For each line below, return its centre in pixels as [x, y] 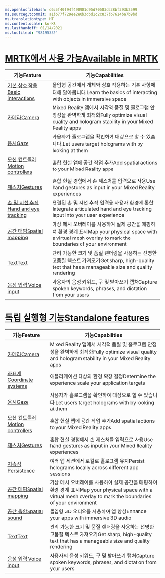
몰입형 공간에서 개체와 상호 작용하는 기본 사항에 [104, 85]
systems [17, 386]
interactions [21, 98]
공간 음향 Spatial [25, 511]
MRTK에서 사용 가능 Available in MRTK [82, 58]
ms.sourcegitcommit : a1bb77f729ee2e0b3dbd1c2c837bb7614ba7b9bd [71, 14]
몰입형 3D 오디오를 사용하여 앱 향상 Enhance [98, 511]
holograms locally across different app [94, 467]
